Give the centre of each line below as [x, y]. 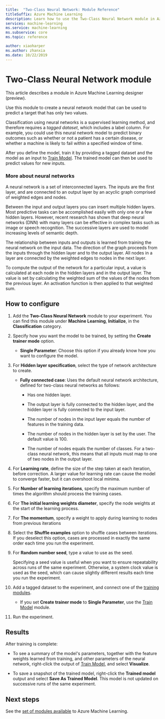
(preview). [16, 98]
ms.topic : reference [27, 37]
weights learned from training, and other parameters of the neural [79, 659]
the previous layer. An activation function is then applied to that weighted [79, 283]
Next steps [23, 699]
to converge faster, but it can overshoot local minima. [66, 479]
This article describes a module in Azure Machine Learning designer [74, 93]
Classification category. [37, 326]
